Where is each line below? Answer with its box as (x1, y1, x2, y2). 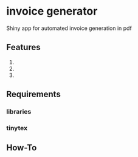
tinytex (6, 123, 28, 132)
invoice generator (6, 4, 98, 18)
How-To (6, 142, 37, 153)
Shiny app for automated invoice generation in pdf (6, 24, 132, 32)
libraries (6, 108, 32, 116)
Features (6, 42, 41, 53)
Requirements (6, 89, 61, 100)
